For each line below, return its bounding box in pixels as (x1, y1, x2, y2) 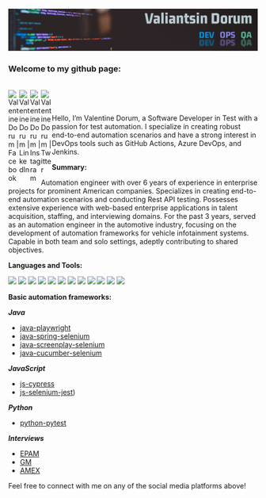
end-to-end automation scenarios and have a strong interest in (51, 130, 256, 140)
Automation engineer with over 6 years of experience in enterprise (40, 178, 258, 187)
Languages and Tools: (8, 261, 83, 270)
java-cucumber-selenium (19, 348, 102, 358)
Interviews (8, 434, 44, 443)
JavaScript (8, 364, 46, 373)
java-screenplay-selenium (19, 340, 105, 350)
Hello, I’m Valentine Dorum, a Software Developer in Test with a (51, 113, 259, 123)
